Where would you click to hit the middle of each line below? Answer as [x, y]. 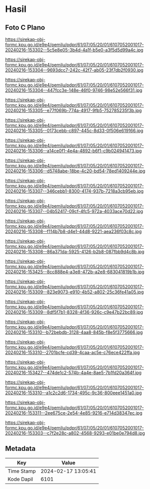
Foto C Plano [25, 28]
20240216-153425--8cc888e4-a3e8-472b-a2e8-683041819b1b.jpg [75, 272]
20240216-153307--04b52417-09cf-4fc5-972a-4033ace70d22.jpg [74, 211]
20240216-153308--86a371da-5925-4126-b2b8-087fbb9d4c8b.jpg [75, 251]
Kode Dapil [20, 479]
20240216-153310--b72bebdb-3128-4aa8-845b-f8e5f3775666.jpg [74, 332]
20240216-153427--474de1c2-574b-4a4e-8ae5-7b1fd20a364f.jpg [73, 373]
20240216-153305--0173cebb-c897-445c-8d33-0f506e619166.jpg [74, 131]
